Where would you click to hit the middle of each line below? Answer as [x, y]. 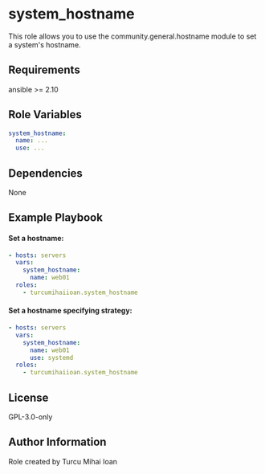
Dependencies [45, 173]
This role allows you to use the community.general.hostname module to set [132, 36]
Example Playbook [55, 218]
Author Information [57, 442]
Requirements [44, 70]
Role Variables [45, 114]
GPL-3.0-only [31, 417]
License [29, 397]
